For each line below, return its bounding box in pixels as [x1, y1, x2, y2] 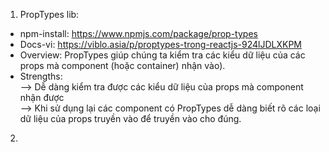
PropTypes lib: [19, 9, 80, 20]
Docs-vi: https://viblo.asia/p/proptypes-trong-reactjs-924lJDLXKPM [19, 39, 302, 50]
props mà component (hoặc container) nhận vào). [19, 60, 226, 71]
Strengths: [19, 70, 63, 82]
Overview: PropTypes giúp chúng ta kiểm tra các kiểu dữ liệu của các [19, 49, 306, 61]
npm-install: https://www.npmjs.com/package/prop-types [19, 28, 258, 39]
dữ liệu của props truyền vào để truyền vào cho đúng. [19, 113, 242, 124]
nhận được [19, 92, 65, 103]
